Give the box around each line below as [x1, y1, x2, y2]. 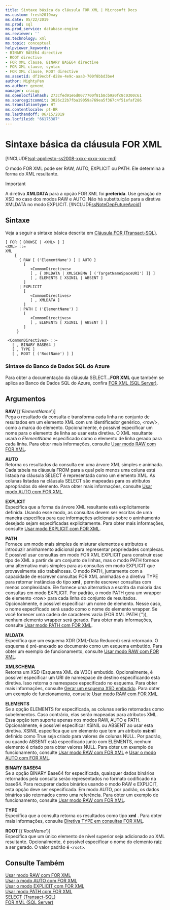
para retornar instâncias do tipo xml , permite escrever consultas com [5, 578, 151, 585]
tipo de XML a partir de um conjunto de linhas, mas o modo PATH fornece [5, 557, 159, 563]
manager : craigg [5, 88, 40, 93]
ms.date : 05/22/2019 [5, 17, 49, 22]
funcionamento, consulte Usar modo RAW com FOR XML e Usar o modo [5, 749, 156, 755]
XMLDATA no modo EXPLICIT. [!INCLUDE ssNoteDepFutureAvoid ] [5, 201, 142, 207]
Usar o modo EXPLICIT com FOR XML [5, 883, 85, 889]
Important [5, 181, 26, 187]
